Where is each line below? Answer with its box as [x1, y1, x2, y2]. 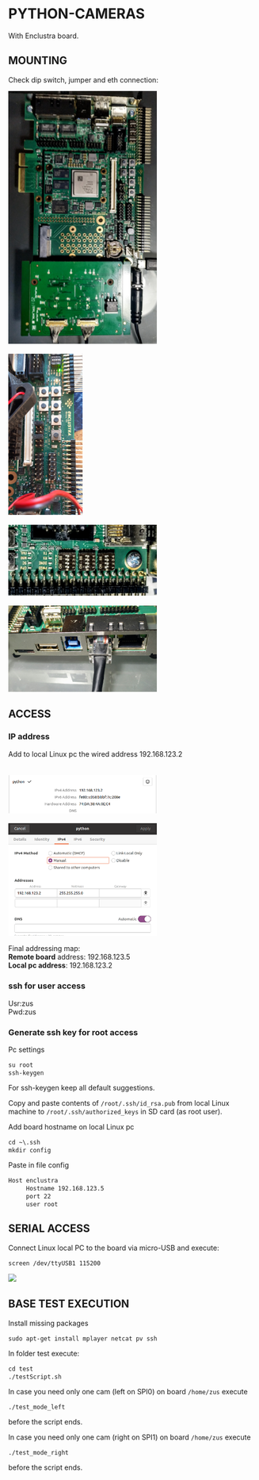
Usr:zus [8, 999, 34, 1008]
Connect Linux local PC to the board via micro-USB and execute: [8, 1243, 219, 1252]
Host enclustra [8, 1176, 59, 1184]
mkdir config [8, 1146, 51, 1154]
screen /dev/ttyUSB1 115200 [8, 1259, 101, 1267]
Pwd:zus [8, 1006, 37, 1016]
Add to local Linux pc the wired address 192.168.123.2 [8, 749, 183, 758]
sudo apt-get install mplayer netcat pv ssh [8, 1334, 158, 1343]
